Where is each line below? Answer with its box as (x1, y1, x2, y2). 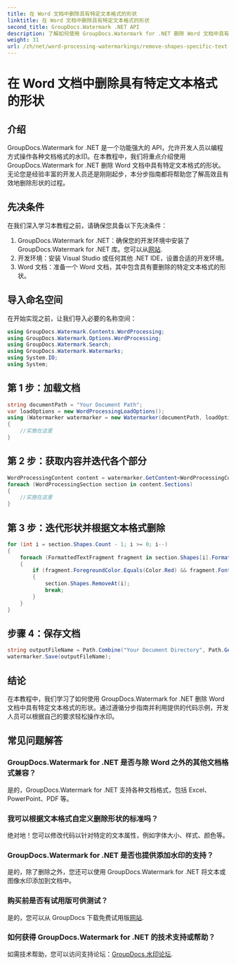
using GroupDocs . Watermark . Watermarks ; (7, 348, 124, 355)
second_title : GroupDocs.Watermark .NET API (7, 23, 140, 30)
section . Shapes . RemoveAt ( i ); (44, 580, 131, 587)
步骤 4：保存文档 (7, 628, 81, 640)
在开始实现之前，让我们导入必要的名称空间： (7, 314, 137, 323)
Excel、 (188, 785, 211, 794)
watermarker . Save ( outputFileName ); (7, 653, 112, 661)
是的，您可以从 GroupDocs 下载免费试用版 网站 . (7, 913, 144, 921)
